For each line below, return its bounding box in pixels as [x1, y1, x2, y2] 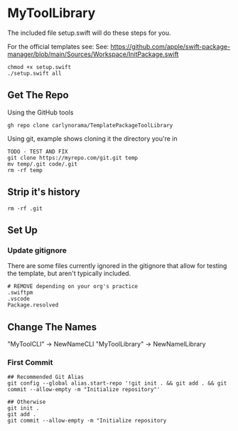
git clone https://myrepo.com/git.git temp [7, 154, 139, 161]
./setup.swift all [7, 70, 62, 77]
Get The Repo [7, 89, 69, 101]
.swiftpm [7, 289, 33, 297]
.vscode [7, 295, 31, 303]
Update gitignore [7, 245, 67, 255]
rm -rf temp [7, 166, 43, 174]
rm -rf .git [7, 205, 43, 212]
